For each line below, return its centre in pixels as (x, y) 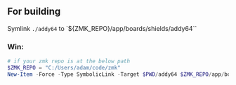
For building (34, 12)
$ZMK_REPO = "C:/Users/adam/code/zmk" (64, 67)
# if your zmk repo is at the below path (69, 61)
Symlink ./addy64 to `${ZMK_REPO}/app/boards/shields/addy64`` (102, 28)
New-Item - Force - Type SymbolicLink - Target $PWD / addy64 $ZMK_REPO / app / (116, 74)
